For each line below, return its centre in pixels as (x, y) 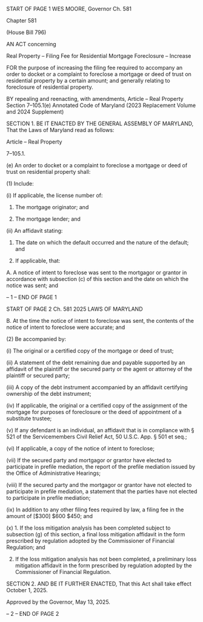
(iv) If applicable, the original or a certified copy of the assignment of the (97, 406)
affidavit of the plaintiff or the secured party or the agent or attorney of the (99, 369)
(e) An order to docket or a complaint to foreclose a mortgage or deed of (97, 165)
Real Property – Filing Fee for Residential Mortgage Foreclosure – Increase (99, 56)
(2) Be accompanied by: (36, 339)
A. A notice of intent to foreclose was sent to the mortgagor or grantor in (97, 272)
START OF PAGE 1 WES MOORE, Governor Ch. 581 (69, 9)
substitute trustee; (29, 418)
